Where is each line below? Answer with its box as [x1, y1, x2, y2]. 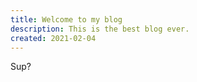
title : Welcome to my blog [10, 14, 123, 25]
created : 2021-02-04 [10, 33, 97, 43]
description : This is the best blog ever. [10, 24, 190, 34]
